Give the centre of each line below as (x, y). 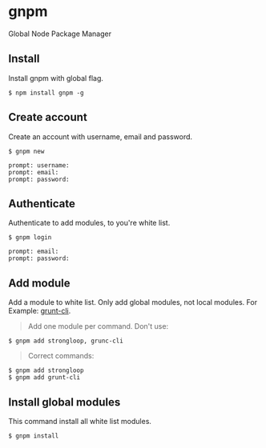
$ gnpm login (30, 238)
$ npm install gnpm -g (46, 93)
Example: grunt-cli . (40, 311)
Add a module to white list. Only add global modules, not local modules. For (133, 302)
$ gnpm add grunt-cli (44, 378)
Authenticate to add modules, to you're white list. (89, 223)
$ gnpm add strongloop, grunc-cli (66, 341)
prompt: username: (39, 165)
